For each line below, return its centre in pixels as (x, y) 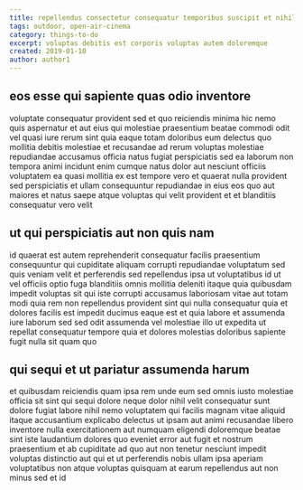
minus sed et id (38, 478)
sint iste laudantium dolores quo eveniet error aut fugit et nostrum (132, 439)
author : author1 (40, 60)
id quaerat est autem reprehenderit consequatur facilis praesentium (135, 255)
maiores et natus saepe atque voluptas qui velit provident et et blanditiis (143, 194)
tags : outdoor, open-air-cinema (70, 26)
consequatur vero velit (51, 204)
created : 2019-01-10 (48, 52)
